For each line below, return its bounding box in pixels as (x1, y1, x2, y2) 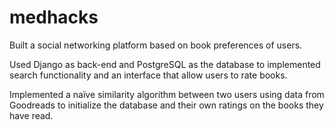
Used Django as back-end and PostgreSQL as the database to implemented (9, 58, 321, 70)
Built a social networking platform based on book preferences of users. (9, 39, 303, 51)
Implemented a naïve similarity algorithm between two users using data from (9, 88, 325, 100)
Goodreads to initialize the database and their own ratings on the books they (9, 99, 324, 111)
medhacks (9, 6, 99, 29)
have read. (9, 109, 54, 121)
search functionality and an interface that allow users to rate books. (9, 69, 288, 81)
